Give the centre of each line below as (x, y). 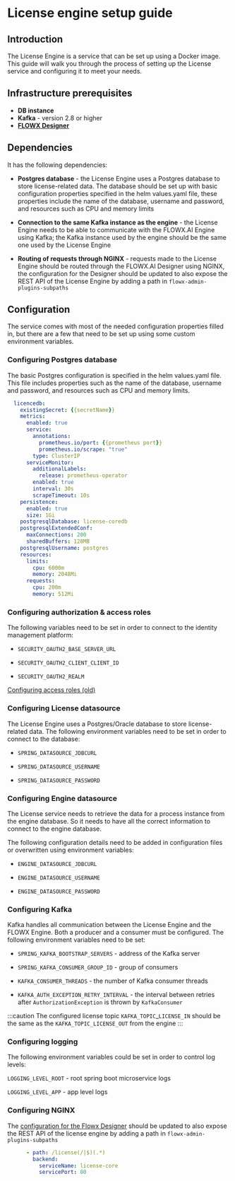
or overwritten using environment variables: (71, 850)
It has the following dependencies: (58, 165)
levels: (17, 1065)
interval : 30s (53, 489)
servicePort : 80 (62, 1173)
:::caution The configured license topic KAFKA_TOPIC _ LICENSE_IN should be (114, 1016)
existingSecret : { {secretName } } (67, 410)
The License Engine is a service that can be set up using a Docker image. (114, 56)
